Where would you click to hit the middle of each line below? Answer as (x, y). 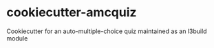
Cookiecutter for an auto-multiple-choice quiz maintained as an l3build (107, 31)
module (17, 38)
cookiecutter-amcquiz (72, 13)
